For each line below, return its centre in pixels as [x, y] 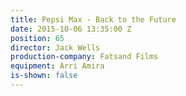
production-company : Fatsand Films [84, 57]
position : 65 [37, 38]
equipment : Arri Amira [57, 66]
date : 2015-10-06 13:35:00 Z [71, 29]
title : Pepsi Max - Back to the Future [93, 19]
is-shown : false [44, 76]
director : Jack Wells [55, 47]
